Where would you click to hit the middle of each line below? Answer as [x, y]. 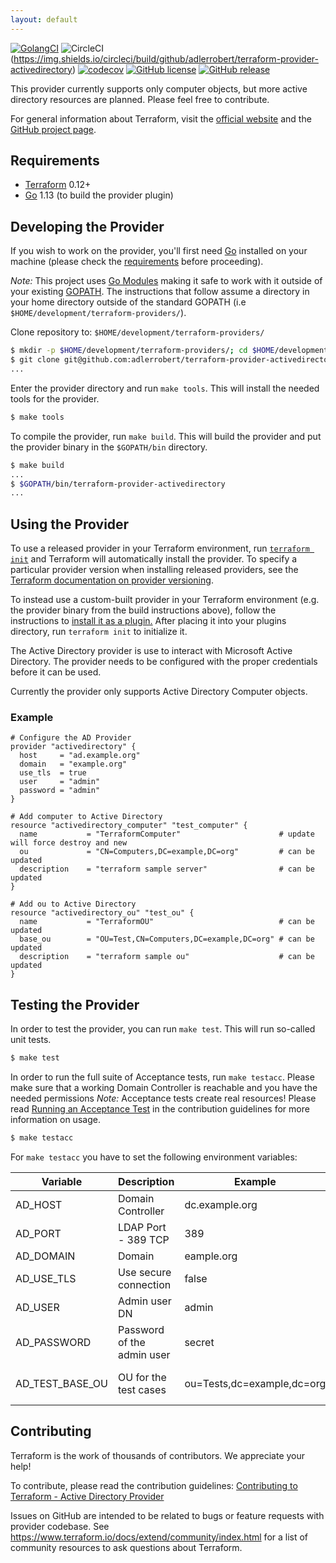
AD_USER [37, 1307]
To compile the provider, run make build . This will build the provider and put [166, 436]
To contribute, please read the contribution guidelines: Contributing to [154, 1485]
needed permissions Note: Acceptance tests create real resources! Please [163, 1098]
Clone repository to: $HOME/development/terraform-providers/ [137, 332]
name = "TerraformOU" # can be [167, 922]
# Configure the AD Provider [71, 738]
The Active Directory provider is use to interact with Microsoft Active [151, 651]
